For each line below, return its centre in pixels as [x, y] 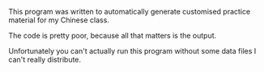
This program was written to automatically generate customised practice [130, 12]
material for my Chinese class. [59, 20]
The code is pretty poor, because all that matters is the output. [113, 36]
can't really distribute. [45, 60]
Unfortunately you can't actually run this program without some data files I [132, 51]
